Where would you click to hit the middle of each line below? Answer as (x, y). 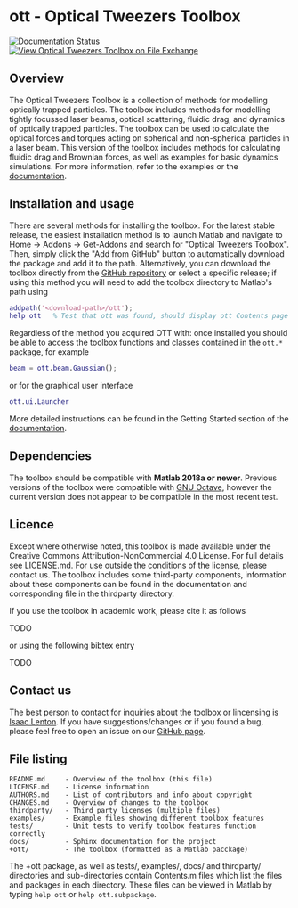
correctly (28, 834)
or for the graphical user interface (71, 386)
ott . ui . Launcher (39, 402)
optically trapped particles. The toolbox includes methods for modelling (140, 110)
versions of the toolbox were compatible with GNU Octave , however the (141, 487)
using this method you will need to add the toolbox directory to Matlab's (141, 282)
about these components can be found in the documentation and (128, 584)
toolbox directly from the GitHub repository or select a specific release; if (143, 273)
